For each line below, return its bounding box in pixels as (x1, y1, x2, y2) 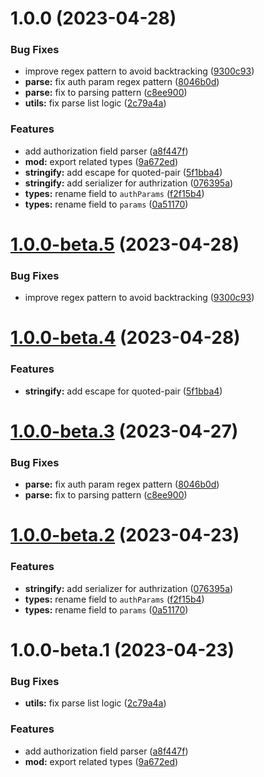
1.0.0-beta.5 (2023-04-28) (10, 233, 240, 256)
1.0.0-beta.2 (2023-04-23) (10, 524, 240, 547)
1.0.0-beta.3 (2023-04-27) (10, 420, 239, 442)
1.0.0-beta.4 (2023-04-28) (10, 327, 241, 349)
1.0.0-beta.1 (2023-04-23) (10, 638, 235, 661)
